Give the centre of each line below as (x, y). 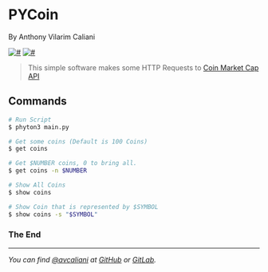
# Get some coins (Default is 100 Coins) (78, 141)
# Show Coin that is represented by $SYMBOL (83, 207)
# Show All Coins (37, 185)
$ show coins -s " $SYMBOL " (53, 214)
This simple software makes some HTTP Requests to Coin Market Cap (143, 67)
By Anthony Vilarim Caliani (52, 37)
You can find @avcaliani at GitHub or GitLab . (83, 259)
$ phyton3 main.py (39, 127)
